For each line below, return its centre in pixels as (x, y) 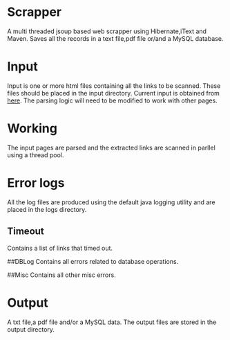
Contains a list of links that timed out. (60, 248)
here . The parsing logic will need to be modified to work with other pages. (112, 100)
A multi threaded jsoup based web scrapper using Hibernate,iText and (107, 31)
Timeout (26, 232)
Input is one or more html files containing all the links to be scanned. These (114, 86)
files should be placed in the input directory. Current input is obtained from (113, 93)
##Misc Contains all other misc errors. (61, 275)
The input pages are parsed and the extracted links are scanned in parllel (111, 147)
